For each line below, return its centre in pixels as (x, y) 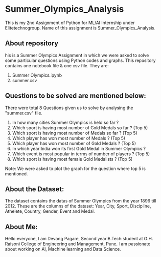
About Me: (22, 227)
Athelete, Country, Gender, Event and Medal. (50, 211)
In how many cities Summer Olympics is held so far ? (65, 122)
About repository (32, 43)
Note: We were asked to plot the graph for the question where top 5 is (75, 169)
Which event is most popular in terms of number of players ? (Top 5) (81, 154)
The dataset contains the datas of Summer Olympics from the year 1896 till (81, 201)
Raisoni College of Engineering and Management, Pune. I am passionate (78, 244)
